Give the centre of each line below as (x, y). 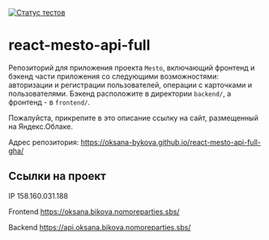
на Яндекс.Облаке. (41, 126)
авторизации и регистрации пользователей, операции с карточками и (130, 84)
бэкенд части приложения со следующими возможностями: (113, 76)
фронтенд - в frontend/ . (49, 102)
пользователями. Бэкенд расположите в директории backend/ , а (120, 93)
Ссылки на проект (58, 176)
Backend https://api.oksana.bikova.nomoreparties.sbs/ (100, 227)
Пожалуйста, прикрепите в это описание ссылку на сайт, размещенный (134, 118)
